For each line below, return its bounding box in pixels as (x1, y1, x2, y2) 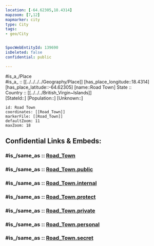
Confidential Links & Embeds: (5, 137, 102, 146)
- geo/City (5, 31, 29, 36)
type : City (5, 22, 29, 27)
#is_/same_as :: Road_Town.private (5, 207, 95, 214)
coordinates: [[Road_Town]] (5, 109, 66, 114)
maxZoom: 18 (5, 122, 31, 128)
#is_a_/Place (5, 73, 32, 79)
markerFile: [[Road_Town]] (5, 114, 63, 119)
